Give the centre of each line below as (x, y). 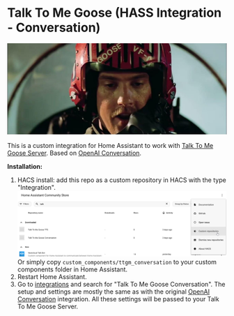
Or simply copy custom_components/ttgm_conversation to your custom (117, 262)
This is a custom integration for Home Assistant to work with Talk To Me (110, 145)
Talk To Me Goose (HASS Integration (115, 13)
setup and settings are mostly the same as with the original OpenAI (114, 292)
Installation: (25, 166)
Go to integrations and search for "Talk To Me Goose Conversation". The (121, 285)
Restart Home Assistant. (52, 277)
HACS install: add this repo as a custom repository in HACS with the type (122, 180)
